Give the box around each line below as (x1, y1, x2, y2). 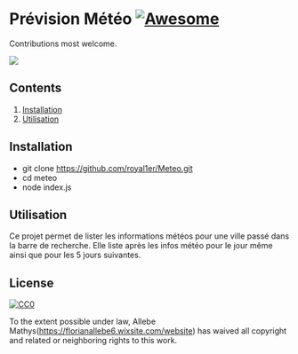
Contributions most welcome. (9, 38, 117, 49)
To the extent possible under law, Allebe (9, 316, 157, 327)
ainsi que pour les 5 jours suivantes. (9, 249, 141, 261)
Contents (9, 81, 62, 96)
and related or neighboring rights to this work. (9, 335, 178, 346)
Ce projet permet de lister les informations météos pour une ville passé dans (9, 231, 290, 241)
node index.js (21, 182, 72, 193)
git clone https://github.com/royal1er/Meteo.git (21, 162, 193, 173)
